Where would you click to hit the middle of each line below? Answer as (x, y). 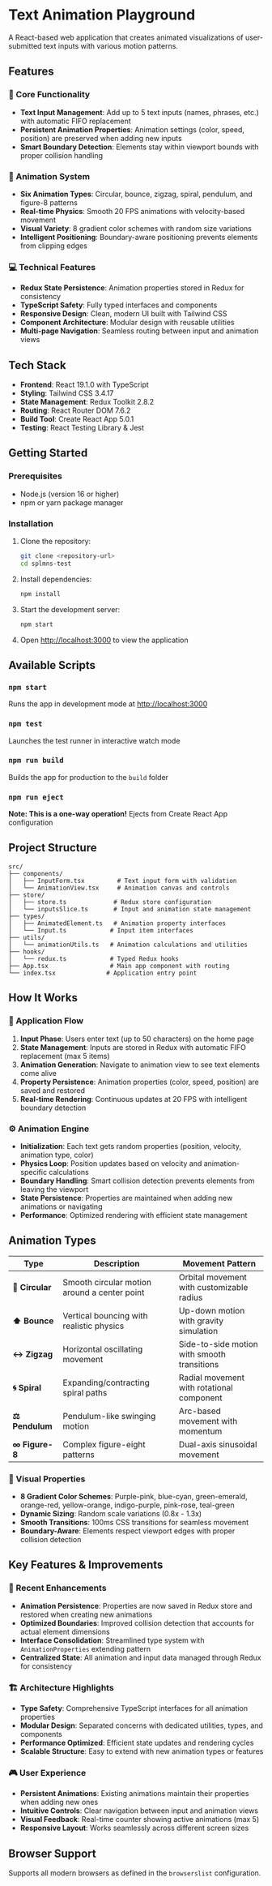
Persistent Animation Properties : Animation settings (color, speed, (132, 129)
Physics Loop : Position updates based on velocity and (111, 1163)
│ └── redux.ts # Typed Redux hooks (94, 958)
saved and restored (52, 1090)
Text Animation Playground (102, 15)
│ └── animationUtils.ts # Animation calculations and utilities (128, 945)
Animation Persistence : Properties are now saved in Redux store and (136, 1605)
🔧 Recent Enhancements (57, 1588)
